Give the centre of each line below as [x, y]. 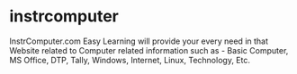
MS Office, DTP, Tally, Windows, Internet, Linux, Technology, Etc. [130, 60]
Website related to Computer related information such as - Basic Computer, [149, 50]
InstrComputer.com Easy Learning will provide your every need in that [139, 41]
